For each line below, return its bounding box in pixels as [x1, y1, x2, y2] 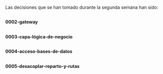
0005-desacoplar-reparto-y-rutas [5, 63, 80, 69]
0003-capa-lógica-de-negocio [5, 33, 73, 40]
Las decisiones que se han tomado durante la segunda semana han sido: [5, 5, 158, 10]
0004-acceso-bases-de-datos [5, 48, 72, 55]
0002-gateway [5, 19, 38, 25]
